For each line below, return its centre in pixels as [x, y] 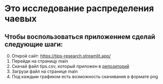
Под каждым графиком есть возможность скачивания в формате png [85, 76]
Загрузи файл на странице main [45, 71]
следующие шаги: [34, 44]
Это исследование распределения [79, 8]
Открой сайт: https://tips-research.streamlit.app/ [61, 56]
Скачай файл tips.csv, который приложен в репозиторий [71, 66]
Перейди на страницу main [40, 61]
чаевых [21, 19]
